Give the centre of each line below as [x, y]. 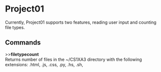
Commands [23, 43]
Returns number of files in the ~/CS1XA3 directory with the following [73, 59]
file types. [15, 27]
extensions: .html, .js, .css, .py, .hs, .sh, [44, 64]
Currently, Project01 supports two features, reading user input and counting [81, 22]
